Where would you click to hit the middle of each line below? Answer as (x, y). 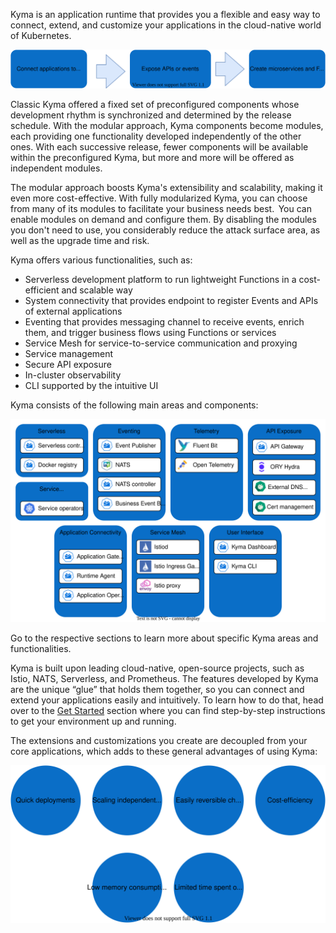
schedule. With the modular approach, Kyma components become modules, (167, 125)
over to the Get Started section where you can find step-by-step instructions (168, 711)
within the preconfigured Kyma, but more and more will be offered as (152, 157)
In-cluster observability (73, 375)
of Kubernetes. (41, 35)
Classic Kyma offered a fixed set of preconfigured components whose (155, 104)
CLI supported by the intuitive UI (91, 385)
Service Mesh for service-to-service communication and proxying (161, 343)
